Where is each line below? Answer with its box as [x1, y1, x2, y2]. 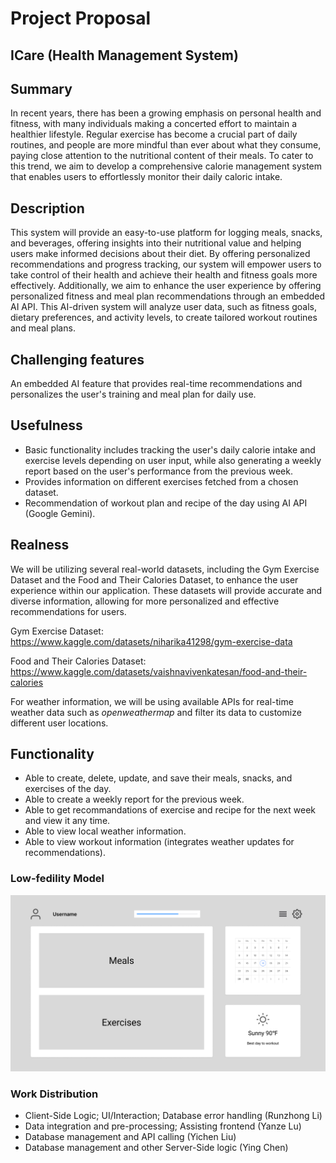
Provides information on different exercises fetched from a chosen [24, 475, 299, 487]
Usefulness [10, 417, 83, 434]
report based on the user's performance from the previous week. [24, 465, 293, 477]
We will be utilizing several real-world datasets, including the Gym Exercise [10, 563, 320, 575]
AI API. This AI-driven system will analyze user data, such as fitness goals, [10, 301, 317, 313]
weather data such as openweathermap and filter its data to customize [10, 706, 302, 718]
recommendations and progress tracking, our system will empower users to [10, 258, 322, 271]
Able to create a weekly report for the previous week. [24, 793, 245, 806]
